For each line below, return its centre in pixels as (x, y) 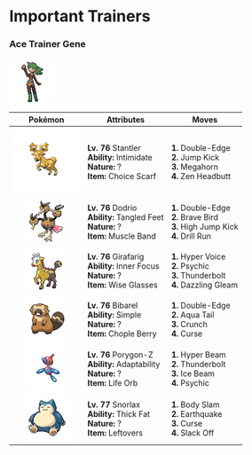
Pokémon (47, 119)
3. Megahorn (195, 167)
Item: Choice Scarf (122, 176)
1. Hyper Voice (199, 257)
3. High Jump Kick (205, 226)
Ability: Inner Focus (123, 266)
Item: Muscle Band (122, 236)
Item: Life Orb (113, 382)
